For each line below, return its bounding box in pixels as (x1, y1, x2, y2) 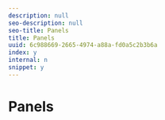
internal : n (8, 56, 48, 64)
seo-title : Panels (8, 26, 69, 34)
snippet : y (8, 64, 44, 72)
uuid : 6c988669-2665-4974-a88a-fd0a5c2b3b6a (8, 41, 158, 49)
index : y (8, 48, 37, 56)
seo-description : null (8, 19, 83, 27)
